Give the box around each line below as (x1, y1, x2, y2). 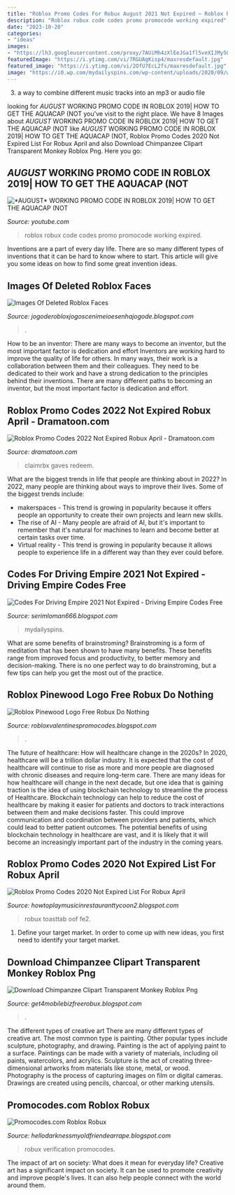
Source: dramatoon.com (7, 447, 78, 456)
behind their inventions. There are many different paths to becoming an (7, 377, 213, 385)
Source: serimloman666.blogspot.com (7, 611, 118, 620)
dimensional (7, 1064, 43, 1072)
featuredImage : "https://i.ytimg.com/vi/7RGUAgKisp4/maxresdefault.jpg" (7, 56, 224, 63)
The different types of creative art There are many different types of (7, 1027, 204, 1035)
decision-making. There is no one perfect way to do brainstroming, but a (7, 661, 217, 669)
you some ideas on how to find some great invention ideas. (7, 260, 178, 268)
